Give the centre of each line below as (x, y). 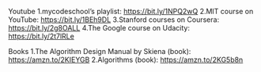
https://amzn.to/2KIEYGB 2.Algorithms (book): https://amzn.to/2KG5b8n (126, 59)
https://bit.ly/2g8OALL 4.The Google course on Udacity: (99, 28)
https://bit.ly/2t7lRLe (42, 36)
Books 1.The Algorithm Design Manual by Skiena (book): (100, 51)
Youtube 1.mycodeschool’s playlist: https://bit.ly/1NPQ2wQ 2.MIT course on (131, 11)
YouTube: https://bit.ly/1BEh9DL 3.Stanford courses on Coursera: (114, 20)
